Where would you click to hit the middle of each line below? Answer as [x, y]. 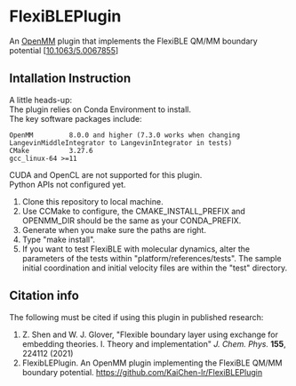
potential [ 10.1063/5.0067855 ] [64, 50]
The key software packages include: [76, 118]
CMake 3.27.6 [51, 150]
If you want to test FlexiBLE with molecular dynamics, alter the [136, 249]
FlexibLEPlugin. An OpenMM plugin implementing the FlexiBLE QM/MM [152, 363]
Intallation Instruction [70, 79]
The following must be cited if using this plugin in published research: [136, 317]
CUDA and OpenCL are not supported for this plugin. [106, 174]
